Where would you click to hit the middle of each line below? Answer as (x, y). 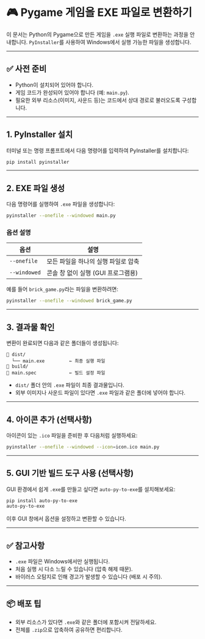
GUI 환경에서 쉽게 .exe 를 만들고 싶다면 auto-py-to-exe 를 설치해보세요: (91, 489)
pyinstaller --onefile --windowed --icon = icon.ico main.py (83, 447)
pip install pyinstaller (38, 162)
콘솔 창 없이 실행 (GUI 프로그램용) (92, 273)
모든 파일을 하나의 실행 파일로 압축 (93, 261)
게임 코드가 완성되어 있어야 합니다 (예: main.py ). (72, 92)
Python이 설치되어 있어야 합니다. (54, 85)
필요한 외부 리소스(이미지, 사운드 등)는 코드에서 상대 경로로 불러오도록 (98, 100)
